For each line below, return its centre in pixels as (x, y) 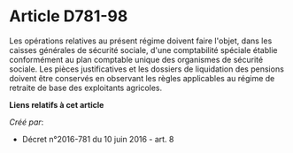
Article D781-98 (69, 16)
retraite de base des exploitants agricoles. (86, 88)
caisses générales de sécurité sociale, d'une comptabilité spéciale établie (143, 50)
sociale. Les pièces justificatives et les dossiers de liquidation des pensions (147, 69)
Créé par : (27, 122)
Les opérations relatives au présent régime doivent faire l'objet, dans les (141, 41)
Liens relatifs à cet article (57, 104)
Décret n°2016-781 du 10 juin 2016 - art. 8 (98, 139)
